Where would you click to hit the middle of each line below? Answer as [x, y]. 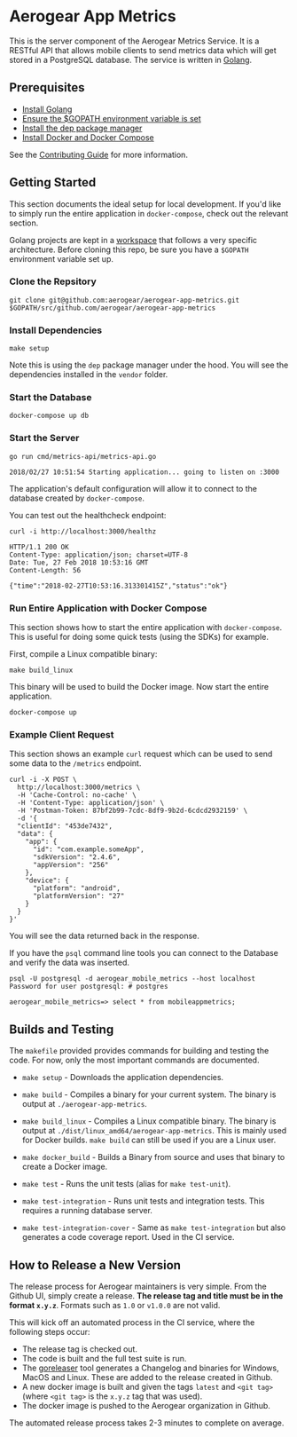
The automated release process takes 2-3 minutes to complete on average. [147, 1423]
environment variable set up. [61, 258]
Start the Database [51, 398]
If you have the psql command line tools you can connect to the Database [144, 953]
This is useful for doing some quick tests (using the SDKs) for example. [139, 637]
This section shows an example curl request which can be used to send [141, 754]
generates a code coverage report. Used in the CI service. [128, 1237]
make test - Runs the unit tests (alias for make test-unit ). [126, 1184]
